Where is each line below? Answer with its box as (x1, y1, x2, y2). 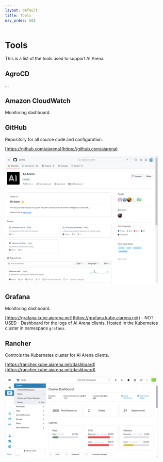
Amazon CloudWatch (5, 97, 71, 105)
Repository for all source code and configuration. (5, 136, 103, 142)
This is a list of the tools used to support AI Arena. (5, 56, 105, 62)
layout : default (5, 8, 38, 13)
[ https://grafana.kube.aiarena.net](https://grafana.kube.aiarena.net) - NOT (5, 315, 154, 321)
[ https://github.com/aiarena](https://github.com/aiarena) (5, 146, 118, 151)
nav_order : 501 (5, 18, 36, 23)
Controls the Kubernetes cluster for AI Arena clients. (5, 352, 109, 358)
